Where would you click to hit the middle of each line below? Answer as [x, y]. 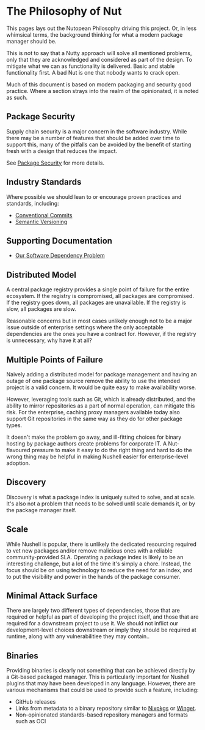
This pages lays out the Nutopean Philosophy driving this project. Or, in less [102, 28]
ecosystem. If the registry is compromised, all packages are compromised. [100, 296]
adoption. [18, 463]
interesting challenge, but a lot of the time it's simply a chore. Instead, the [99, 564]
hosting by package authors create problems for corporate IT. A [87, 444]
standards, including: [33, 203]
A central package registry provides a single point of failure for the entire [98, 289]
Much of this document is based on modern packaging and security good [99, 84]
